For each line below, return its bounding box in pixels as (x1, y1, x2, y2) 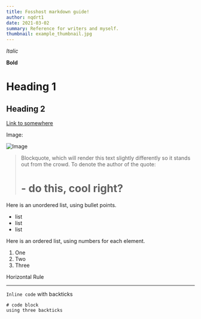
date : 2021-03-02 (6, 20, 50, 26)
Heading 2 (6, 104, 46, 114)
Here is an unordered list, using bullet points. (6, 202, 117, 209)
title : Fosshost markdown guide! (6, 8, 90, 15)
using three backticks (6, 308, 63, 314)
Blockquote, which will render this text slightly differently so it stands (20, 154, 191, 162)
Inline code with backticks (6, 291, 73, 298)
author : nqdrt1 (6, 14, 44, 20)
